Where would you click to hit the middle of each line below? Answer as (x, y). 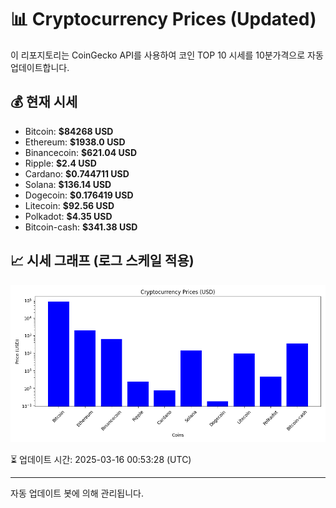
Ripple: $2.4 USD (60, 163)
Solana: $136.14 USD (68, 184)
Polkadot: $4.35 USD (68, 216)
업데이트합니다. (40, 67)
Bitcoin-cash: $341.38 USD (81, 227)
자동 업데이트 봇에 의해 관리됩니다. (77, 493)
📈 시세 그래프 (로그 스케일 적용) (102, 261)
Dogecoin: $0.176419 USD (79, 195)
